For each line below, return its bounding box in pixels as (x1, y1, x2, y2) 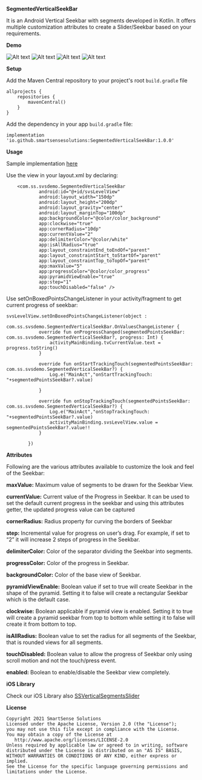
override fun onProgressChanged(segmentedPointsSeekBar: (38, 329, 186, 335)
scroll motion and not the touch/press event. (6, 657, 117, 664)
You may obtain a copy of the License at (6, 731, 112, 738)
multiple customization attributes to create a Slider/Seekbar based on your (6, 24, 192, 30)
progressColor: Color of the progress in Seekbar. (6, 560, 129, 566)
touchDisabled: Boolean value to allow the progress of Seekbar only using (6, 651, 192, 657)
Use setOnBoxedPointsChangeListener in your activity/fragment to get (6, 295, 181, 302)
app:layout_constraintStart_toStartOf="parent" (38, 253, 161, 259)
